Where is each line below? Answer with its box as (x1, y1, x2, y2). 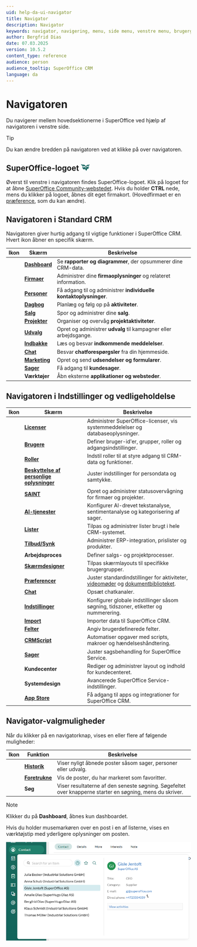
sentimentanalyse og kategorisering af (87, 508, 180, 515)
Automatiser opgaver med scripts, (87, 634, 169, 641)
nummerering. (87, 609, 121, 616)
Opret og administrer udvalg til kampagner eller (56, 326, 172, 333)
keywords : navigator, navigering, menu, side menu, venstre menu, (6, 28, 172, 34)
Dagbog (24, 301, 45, 308)
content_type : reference (6, 53, 67, 59)
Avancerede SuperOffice (87, 677, 147, 684)
